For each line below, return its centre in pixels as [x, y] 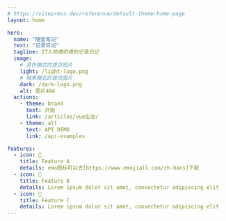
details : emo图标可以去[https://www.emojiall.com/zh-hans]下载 [110, 168]
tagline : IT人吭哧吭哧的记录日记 [57, 52]
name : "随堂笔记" [37, 39]
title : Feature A [45, 162]
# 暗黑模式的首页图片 [46, 78]
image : [23, 59]
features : [22, 149]
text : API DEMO [48, 129]
